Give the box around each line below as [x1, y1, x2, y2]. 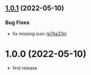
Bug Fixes [5, 19, 30, 26]
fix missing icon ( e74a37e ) [12, 30, 67, 37]
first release [12, 65, 37, 71]
